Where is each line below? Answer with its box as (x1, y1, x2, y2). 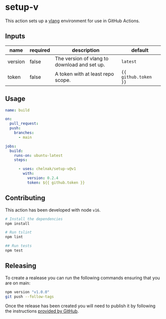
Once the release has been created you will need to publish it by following (5, 303, 156, 309)
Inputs (5, 32, 26, 40)
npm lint (5, 235, 23, 240)
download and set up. (55, 61, 105, 68)
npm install (5, 221, 30, 226)
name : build (5, 107, 30, 112)
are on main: (5, 280, 31, 286)
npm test (5, 248, 23, 253)
